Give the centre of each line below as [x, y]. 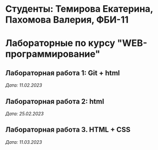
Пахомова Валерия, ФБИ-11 [67, 20]
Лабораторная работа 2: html [55, 101]
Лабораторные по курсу [60, 43]
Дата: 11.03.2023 [24, 142]
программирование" [53, 54]
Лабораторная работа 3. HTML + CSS [68, 130]
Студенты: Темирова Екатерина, [79, 9]
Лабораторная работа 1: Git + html [63, 73]
